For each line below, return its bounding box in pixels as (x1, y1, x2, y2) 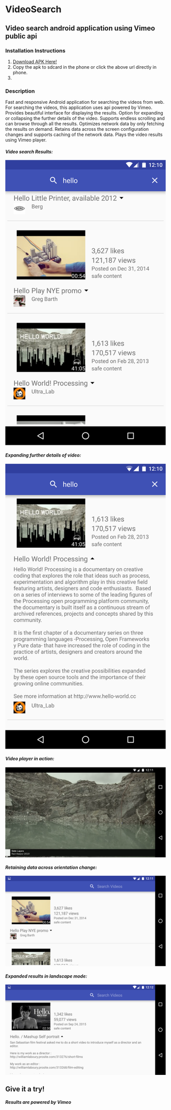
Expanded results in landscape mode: (5, 973, 88, 979)
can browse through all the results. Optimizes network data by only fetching (5, 121, 164, 127)
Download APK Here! (12, 59, 57, 65)
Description (5, 88, 35, 95)
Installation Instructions (5, 47, 66, 54)
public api (5, 32, 37, 40)
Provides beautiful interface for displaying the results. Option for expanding (5, 110, 163, 116)
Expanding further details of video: (5, 452, 81, 458)
